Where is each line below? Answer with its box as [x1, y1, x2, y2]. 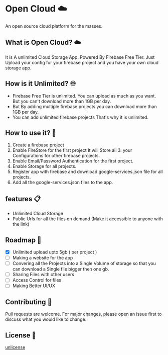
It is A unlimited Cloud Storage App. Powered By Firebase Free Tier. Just [5, 54, 155, 60]
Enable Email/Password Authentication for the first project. [12, 158, 134, 164]
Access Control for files [12, 277, 62, 283]
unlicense [5, 344, 26, 350]
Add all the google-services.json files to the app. [12, 180, 113, 186]
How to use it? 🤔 [5, 128, 57, 137]
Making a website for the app [12, 255, 73, 261]
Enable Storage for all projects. [12, 163, 77, 169]
